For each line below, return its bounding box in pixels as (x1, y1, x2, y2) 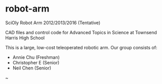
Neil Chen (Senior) (12, 65, 52, 71)
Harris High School (5, 35, 45, 41)
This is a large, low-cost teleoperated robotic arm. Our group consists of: (5, 44, 157, 50)
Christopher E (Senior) (12, 59, 60, 65)
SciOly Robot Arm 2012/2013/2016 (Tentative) (5, 20, 101, 26)
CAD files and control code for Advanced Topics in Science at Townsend (5, 29, 157, 35)
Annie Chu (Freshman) (12, 54, 60, 60)
